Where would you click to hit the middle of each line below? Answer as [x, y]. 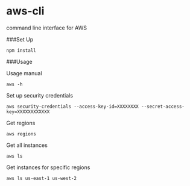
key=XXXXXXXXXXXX [28, 112]
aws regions [21, 134]
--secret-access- [163, 107]
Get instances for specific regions [48, 167]
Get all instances [27, 145]
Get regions [21, 123]
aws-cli [25, 11]
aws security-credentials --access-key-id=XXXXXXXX [72, 107]
